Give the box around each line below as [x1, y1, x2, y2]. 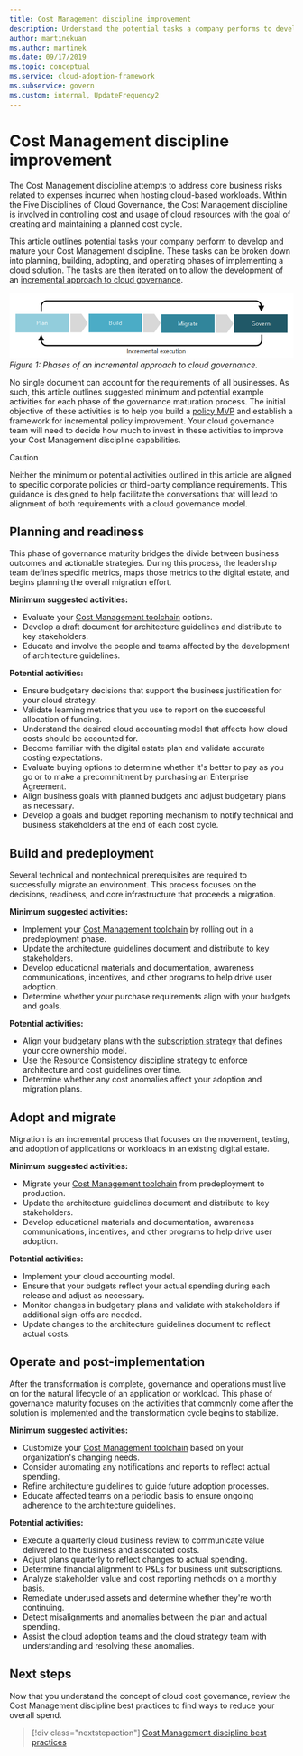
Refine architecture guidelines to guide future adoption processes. [22, 1481, 270, 1491]
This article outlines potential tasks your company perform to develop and [9, 236, 284, 246]
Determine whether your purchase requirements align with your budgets [22, 991, 291, 1002]
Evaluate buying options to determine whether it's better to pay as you [22, 762, 284, 773]
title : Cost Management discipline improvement [9, 14, 192, 23]
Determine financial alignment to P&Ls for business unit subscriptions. [22, 1563, 283, 1575]
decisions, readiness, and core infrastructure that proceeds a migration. [9, 889, 277, 900]
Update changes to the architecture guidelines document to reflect [22, 1319, 271, 1330]
